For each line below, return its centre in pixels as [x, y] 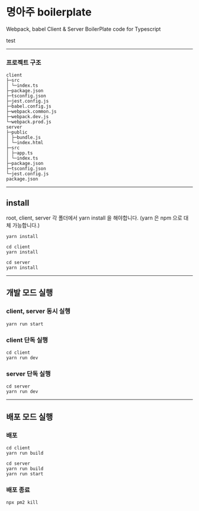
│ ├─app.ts [20, 153]
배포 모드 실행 [30, 417]
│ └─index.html [25, 143]
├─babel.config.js [29, 107]
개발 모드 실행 [30, 293]
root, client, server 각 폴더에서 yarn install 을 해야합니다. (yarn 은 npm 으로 [94, 218]
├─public [17, 132]
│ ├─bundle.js [24, 138]
